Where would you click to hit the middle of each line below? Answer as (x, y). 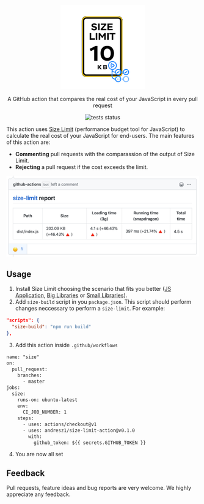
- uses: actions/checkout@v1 (60, 424)
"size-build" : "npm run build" (52, 326)
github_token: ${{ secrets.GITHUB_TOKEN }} (90, 443)
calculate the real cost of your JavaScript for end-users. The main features (100, 136)
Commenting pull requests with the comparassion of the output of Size (105, 154)
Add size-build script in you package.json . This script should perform (103, 301)
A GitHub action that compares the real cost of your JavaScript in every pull (103, 99)
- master (34, 382)
